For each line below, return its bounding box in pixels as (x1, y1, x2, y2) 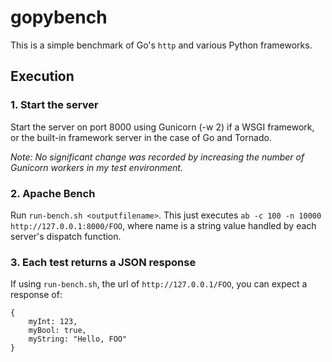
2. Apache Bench (10, 186, 96, 200)
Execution (10, 68, 75, 85)
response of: (10, 289, 63, 301)
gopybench (10, 6, 108, 29)
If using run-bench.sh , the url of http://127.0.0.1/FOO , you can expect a (10, 278, 308, 290)
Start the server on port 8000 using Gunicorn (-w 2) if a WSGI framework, (10, 121, 315, 133)
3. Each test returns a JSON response (10, 255, 197, 269)
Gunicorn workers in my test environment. (10, 161, 183, 173)
